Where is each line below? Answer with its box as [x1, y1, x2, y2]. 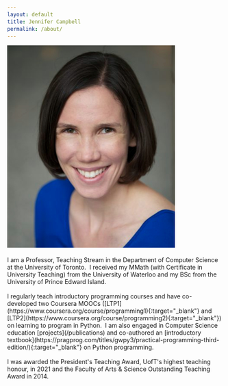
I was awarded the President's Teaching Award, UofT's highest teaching [7, 358, 211, 366]
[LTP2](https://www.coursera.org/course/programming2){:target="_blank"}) [7, 314, 222, 322]
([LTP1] [101, 300, 122, 308]
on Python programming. [83, 343, 154, 352]
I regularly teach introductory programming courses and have [7, 292, 181, 300]
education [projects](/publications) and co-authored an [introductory [7, 329, 202, 337]
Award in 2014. [7, 372, 49, 381]
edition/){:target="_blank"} [7, 343, 82, 352]
